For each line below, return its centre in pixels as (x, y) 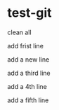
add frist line (26, 46)
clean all (19, 32)
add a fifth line (28, 100)
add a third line (29, 73)
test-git (29, 13)
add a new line (28, 59)
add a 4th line (27, 86)
